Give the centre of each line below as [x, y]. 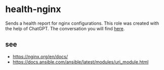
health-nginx [33, 9]
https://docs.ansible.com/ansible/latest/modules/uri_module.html [80, 62]
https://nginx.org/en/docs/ [40, 56]
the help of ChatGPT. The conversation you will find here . [65, 28]
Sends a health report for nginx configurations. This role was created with [82, 23]
